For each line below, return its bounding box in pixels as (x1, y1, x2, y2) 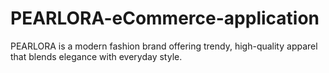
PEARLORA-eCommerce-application (10, 7, 320, 30)
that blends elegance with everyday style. (10, 50, 183, 62)
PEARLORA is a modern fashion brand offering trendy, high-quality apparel (10, 40, 318, 52)
